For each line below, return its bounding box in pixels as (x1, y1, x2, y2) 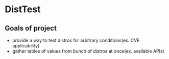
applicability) (12, 43, 40, 49)
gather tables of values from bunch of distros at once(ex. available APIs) (12, 48, 164, 54)
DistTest (5, 4, 41, 15)
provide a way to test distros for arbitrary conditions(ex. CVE (12, 37, 140, 43)
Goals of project (5, 24, 57, 33)
